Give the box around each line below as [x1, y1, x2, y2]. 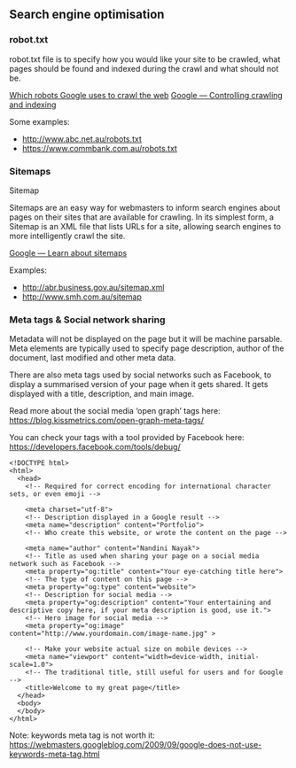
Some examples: [9, 116, 70, 127]
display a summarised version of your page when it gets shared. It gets [9, 379, 269, 390]
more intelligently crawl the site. [9, 230, 126, 241]
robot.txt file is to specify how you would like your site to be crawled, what [9, 53, 281, 65]
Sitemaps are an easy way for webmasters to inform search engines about [9, 202, 281, 213]
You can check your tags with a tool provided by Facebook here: [9, 432, 245, 443]
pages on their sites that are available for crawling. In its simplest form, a [9, 212, 275, 222]
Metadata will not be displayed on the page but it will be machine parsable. [9, 334, 283, 345]
